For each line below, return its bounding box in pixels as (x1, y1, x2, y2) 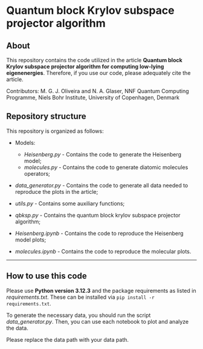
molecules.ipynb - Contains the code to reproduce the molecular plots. (14, 248, 192, 255)
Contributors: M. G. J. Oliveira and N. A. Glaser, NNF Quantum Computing (6, 88, 189, 94)
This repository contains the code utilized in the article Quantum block (6, 57, 182, 63)
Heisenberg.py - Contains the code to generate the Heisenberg (24, 150, 182, 158)
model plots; (14, 236, 47, 243)
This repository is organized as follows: (6, 127, 104, 135)
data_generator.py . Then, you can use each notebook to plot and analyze (6, 318, 189, 325)
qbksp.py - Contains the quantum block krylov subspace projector (14, 211, 181, 219)
